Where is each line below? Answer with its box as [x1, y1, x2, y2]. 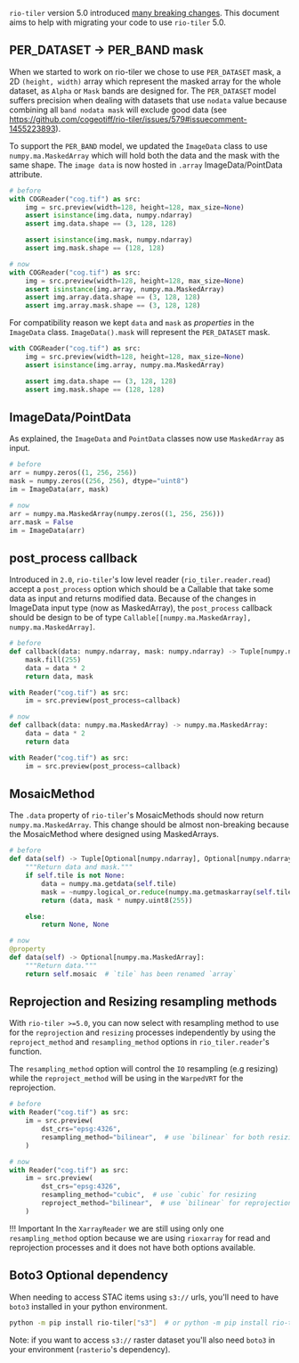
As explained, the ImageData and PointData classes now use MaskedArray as [9, 433, 285, 444]
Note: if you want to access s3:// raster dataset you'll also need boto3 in [9, 1334, 276, 1345]
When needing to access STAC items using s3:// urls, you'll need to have [9, 1292, 279, 1302]
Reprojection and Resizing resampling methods [9, 994, 278, 1010]
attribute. [9, 168, 43, 179]
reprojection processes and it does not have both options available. [9, 1242, 256, 1252]
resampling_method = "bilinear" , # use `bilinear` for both [41, 1132, 265, 1142]
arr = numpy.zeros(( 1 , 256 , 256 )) [9, 468, 138, 478]
